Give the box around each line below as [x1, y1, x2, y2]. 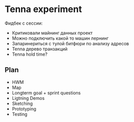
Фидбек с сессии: [4, 20, 43, 26]
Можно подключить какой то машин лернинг [11, 35, 109, 41]
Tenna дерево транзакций [11, 46, 68, 52]
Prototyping [11, 105, 36, 111]
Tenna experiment [4, 4, 82, 15]
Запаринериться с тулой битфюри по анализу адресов [11, 40, 129, 46]
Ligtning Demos [11, 95, 45, 101]
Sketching [11, 100, 33, 106]
